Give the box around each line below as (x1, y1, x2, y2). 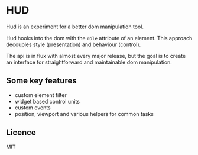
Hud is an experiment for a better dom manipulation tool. (6, 23, 144, 30)
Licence (6, 128, 37, 138)
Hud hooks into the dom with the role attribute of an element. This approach (6, 34, 193, 41)
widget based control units (14, 98, 80, 105)
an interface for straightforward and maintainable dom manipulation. (6, 59, 173, 66)
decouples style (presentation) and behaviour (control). (6, 41, 141, 48)
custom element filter (14, 91, 67, 98)
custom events (14, 104, 51, 111)
